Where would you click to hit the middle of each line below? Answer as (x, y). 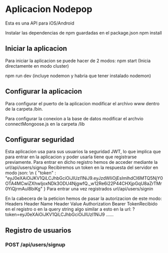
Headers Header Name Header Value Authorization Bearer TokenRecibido (81, 204)
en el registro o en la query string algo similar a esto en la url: (68, 209)
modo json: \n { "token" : (31, 173)
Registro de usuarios (38, 230)
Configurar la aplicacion (44, 91)
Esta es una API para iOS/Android (40, 23)
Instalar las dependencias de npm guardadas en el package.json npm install (83, 33)
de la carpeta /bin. (24, 109)
